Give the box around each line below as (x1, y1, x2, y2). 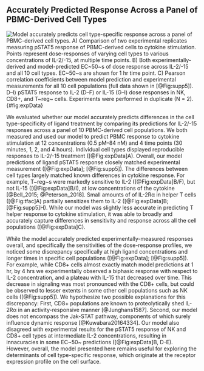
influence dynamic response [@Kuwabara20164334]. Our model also (6, 319, 180, 326)
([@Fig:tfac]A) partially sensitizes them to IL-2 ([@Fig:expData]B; (6, 197, 169, 204)
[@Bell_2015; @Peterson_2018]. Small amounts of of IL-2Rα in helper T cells (6, 191, 196, 198)
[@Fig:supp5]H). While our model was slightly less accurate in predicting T (6, 204, 194, 211)
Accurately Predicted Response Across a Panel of (6, 5, 198, 15)
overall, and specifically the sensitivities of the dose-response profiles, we (6, 241, 192, 249)
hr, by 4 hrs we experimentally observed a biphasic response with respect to (6, 267, 198, 274)
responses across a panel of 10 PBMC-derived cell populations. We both (6, 126, 188, 133)
